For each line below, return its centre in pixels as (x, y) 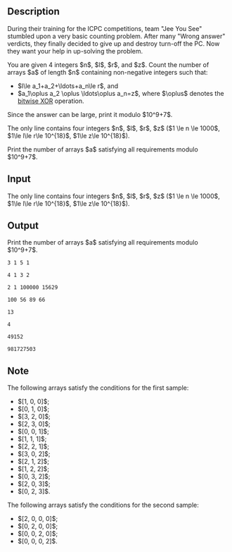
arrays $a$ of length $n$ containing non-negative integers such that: (108, 72)
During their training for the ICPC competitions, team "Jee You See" (105, 28)
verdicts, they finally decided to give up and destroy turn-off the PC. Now (114, 43)
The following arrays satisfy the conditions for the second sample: (103, 505)
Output (23, 226)
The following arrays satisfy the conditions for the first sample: (98, 388)
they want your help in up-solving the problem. (75, 51)
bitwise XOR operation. (51, 101)
